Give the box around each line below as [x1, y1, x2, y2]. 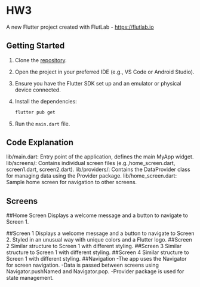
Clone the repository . [14, 56, 67, 63]
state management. [6, 274, 54, 282]
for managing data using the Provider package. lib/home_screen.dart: [6, 172, 177, 179]
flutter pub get [14, 109, 56, 115]
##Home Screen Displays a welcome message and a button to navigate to [6, 212, 188, 219]
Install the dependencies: [14, 97, 78, 105]
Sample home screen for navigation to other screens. [6, 179, 137, 186]
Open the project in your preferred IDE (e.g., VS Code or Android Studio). [14, 68, 195, 75]
